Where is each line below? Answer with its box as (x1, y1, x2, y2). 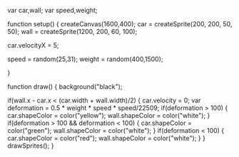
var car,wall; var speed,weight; (7, 6, 98, 14)
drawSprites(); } (7, 141, 54, 150)
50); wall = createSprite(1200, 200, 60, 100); (7, 28, 138, 36)
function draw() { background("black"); (7, 82, 123, 91)
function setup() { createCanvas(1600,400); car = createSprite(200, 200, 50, (7, 20, 233, 28)
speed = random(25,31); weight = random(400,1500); (7, 55, 163, 63)
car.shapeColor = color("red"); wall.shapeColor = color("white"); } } (7, 134, 205, 142)
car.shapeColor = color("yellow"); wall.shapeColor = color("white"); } (7, 112, 210, 119)
